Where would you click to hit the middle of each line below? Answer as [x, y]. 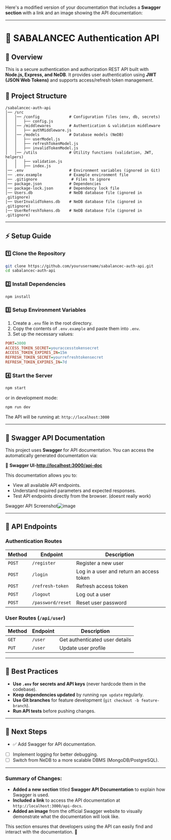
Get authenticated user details [95, 639]
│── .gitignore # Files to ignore [58, 179]
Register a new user [100, 563]
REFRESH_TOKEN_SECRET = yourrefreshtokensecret [54, 357]
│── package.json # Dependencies [53, 184]
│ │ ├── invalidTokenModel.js [42, 148]
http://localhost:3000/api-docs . [48, 805]
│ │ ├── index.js [28, 166]
